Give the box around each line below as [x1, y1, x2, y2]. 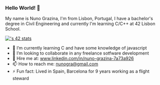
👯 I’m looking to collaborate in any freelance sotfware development [12, 50, 149, 56]
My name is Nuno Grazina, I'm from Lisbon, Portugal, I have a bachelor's [5, 16, 154, 22]
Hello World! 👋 [5, 4, 41, 11]
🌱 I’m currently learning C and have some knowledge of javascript [12, 45, 147, 51]
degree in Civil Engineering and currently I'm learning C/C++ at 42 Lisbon [5, 21, 156, 27]
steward [12, 76, 29, 82]
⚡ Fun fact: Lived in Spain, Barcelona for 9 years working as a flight [12, 68, 150, 74]
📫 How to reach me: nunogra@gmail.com [12, 61, 98, 67]
